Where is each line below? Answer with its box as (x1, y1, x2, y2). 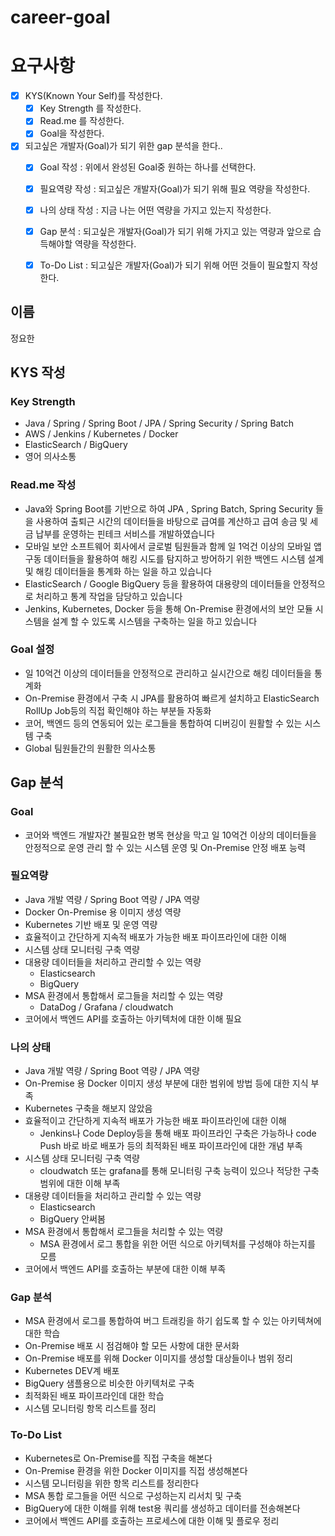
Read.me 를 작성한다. (39, 115, 125, 127)
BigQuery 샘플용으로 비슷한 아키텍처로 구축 (24, 1377, 195, 1390)
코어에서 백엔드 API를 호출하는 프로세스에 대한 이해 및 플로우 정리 (24, 1514, 280, 1526)
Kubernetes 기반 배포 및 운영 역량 (24, 918, 158, 930)
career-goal (10, 6, 111, 29)
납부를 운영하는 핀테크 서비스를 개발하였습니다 (35, 527, 215, 540)
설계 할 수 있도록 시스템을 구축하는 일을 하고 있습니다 (51, 615, 258, 627)
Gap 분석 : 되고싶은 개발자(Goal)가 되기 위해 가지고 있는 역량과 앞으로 (39, 225, 312, 237)
